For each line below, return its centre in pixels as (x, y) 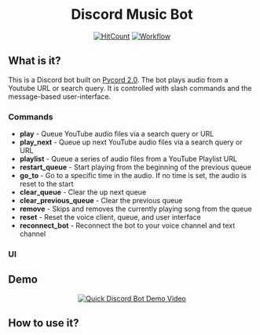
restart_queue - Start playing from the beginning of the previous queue (135, 167)
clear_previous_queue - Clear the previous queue (101, 201)
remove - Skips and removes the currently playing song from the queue (136, 209)
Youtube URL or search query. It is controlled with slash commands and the (130, 88)
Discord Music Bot (132, 15)
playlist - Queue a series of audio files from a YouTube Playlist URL (128, 159)
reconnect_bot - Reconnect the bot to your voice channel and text (127, 226)
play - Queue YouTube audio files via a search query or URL (117, 134)
